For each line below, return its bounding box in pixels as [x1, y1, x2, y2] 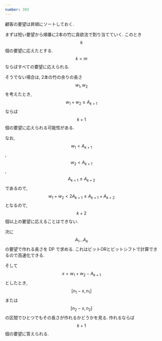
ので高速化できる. [9, 252, 45, 258]
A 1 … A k [75, 237, 88, 244]
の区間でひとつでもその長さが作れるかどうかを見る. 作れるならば [5, 315, 135, 321]
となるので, [5, 203, 28, 208]
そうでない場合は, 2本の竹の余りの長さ [5, 74, 82, 80]
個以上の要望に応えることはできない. [5, 219, 79, 225]
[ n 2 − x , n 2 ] [70, 305, 93, 312]
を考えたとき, [5, 91, 32, 97]
